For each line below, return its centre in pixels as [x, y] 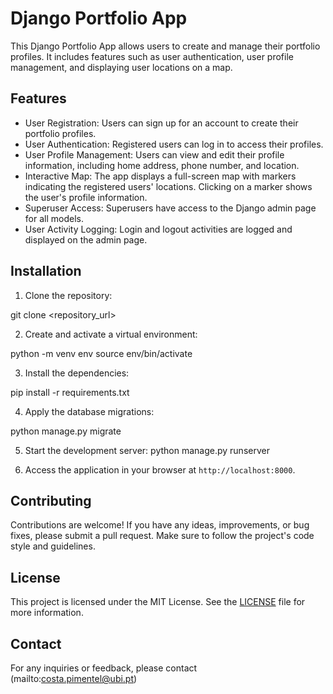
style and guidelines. [53, 546]
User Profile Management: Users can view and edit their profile [154, 154]
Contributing [51, 500]
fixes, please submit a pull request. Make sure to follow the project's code [162, 536]
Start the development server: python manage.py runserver [147, 450]
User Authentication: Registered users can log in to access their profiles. [174, 144]
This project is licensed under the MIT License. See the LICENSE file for [158, 602]
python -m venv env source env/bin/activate [101, 353]
